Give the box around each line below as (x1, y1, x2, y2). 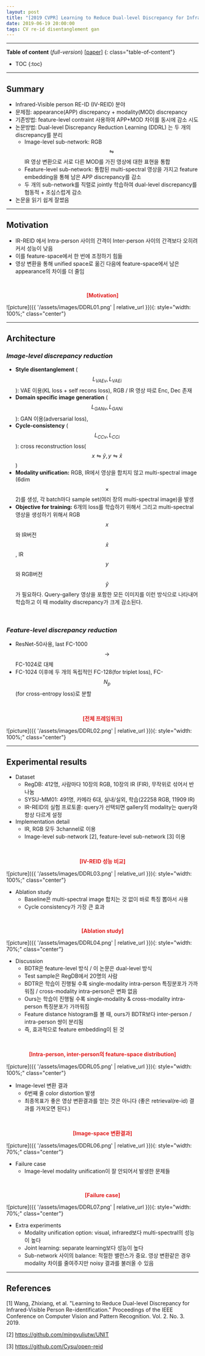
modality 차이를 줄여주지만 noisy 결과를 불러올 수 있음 (24, 1259, 154, 1267)
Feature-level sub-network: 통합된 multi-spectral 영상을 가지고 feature (24, 166, 198, 173)
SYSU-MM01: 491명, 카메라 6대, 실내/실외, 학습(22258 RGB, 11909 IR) (24, 796, 195, 803)
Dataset (15, 773, 35, 780)
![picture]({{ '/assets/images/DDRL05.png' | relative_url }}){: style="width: (6, 1063, 192, 1070)
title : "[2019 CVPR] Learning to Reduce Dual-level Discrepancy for (6, 15, 184, 21)
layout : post (6, 9, 40, 15)
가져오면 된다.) (35, 1104, 71, 1112)
